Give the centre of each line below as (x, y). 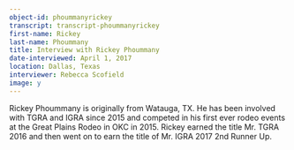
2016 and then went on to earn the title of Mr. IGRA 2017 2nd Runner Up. (140, 136)
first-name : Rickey (45, 34)
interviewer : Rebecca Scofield (67, 75)
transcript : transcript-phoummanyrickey (85, 26)
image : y (25, 83)
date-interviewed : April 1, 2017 (71, 58)
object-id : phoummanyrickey (61, 17)
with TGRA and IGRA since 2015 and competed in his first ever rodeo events (147, 117)
